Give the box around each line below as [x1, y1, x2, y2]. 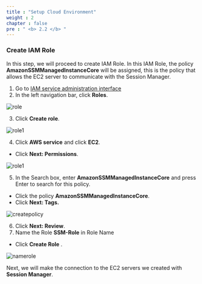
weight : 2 [6, 15, 34, 21]
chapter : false [6, 20, 47, 26]
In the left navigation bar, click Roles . [15, 91, 108, 98]
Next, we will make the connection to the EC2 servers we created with [6, 264, 183, 271]
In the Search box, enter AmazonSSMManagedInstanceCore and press [15, 174, 197, 181]
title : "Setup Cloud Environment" [6, 9, 97, 15]
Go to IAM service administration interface [15, 85, 122, 92]
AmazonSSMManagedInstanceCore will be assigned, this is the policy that [6, 66, 196, 74]
